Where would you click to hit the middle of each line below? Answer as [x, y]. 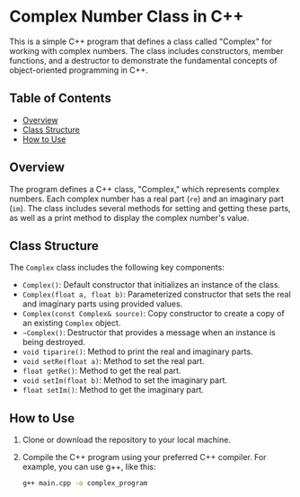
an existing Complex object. [71, 323]
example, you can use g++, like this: [89, 467]
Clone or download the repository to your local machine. [127, 440]
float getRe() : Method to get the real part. [101, 371]
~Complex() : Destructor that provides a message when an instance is [149, 333]
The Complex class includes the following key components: [117, 268]
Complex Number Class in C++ [127, 17]
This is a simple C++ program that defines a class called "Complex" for [141, 41]
